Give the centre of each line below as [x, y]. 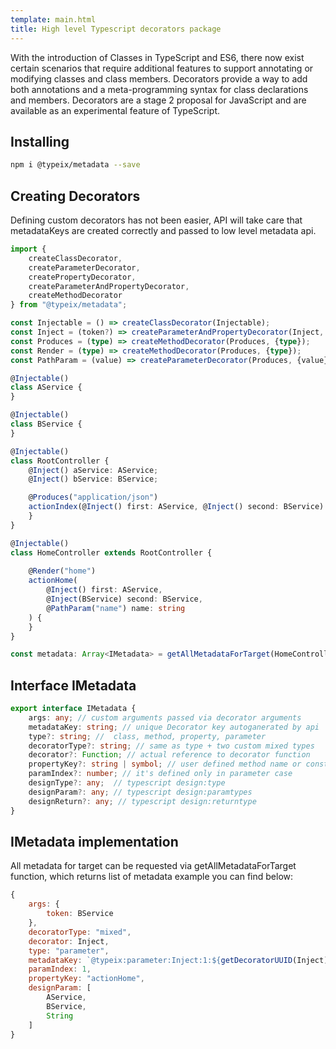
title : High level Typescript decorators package [116, 29]
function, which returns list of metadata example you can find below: [152, 877]
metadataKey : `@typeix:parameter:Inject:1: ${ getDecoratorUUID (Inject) [178, 960]
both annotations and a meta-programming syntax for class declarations [159, 89]
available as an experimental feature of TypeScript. [115, 110]
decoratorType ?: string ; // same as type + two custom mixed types [171, 746]
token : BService [80, 914]
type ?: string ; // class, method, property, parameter [147, 736]
